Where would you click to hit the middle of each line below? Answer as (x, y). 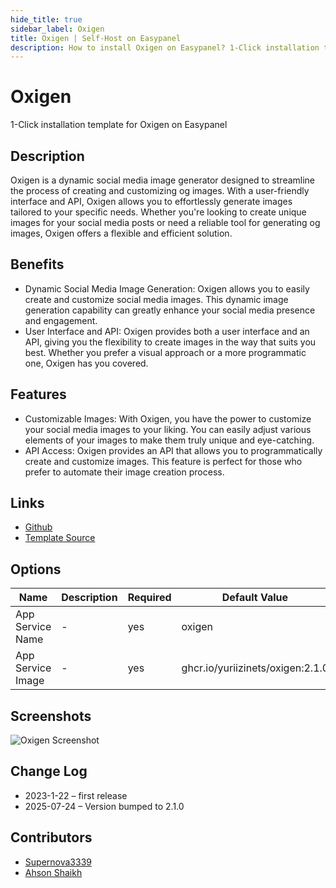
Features (38, 394)
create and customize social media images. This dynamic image (156, 299)
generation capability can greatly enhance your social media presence (170, 310)
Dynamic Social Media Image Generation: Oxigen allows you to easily (167, 288)
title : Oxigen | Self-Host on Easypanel (96, 38)
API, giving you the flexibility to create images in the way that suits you (170, 342)
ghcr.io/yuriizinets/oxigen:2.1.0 (255, 668)
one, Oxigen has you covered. (86, 363)
